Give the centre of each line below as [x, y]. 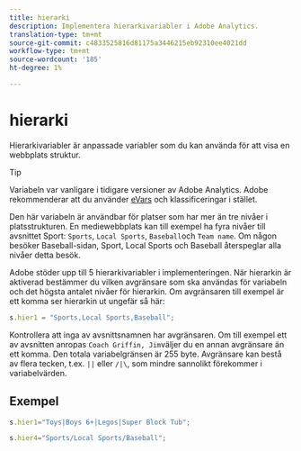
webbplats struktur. [45, 155]
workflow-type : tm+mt [50, 51]
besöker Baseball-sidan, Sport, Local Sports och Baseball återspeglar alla [145, 245]
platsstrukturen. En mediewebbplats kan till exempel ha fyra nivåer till [137, 226]
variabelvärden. [38, 373]
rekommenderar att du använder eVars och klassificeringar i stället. [133, 199]
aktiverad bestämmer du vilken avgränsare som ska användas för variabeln [148, 282]
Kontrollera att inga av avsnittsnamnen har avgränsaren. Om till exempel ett [148, 335]
